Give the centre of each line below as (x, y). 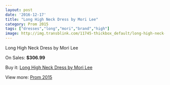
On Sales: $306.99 (25, 58)
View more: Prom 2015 (29, 77)
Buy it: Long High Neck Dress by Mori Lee (49, 67)
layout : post (19, 10)
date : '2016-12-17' (26, 15)
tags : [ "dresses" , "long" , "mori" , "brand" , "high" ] (57, 29)
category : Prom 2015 (27, 24)
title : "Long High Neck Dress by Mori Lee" (52, 19)
